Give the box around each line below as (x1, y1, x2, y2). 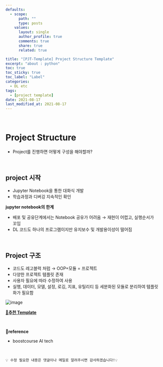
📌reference (5, 329, 29, 334)
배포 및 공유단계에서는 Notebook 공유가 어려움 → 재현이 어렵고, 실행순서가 (12, 214, 154, 220)
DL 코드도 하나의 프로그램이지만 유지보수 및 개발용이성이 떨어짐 (12, 227, 132, 232)
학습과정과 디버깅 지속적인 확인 (12, 193, 71, 199)
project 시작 (5, 174, 41, 182)
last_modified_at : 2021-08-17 (5, 102, 67, 107)
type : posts (18, 20, 43, 26)
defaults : (5, 7, 26, 12)
